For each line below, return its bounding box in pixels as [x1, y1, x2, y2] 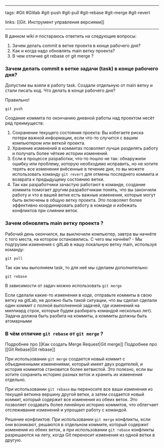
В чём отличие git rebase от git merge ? [5, 330, 103, 337]
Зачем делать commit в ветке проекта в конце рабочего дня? [12, 43, 141, 48]
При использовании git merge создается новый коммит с [5, 356, 125, 362]
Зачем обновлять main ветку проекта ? [5, 220, 104, 227]
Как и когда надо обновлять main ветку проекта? [12, 48, 115, 54]
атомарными [5, 318, 32, 324]
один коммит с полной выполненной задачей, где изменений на [5, 302, 140, 308]
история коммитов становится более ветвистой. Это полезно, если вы [5, 366, 153, 372]
